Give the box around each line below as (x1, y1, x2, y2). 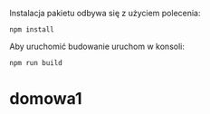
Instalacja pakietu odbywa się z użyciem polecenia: (9, 8, 201, 18)
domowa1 (9, 89, 83, 109)
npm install (9, 25, 54, 34)
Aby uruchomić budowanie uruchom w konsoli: (9, 41, 186, 52)
